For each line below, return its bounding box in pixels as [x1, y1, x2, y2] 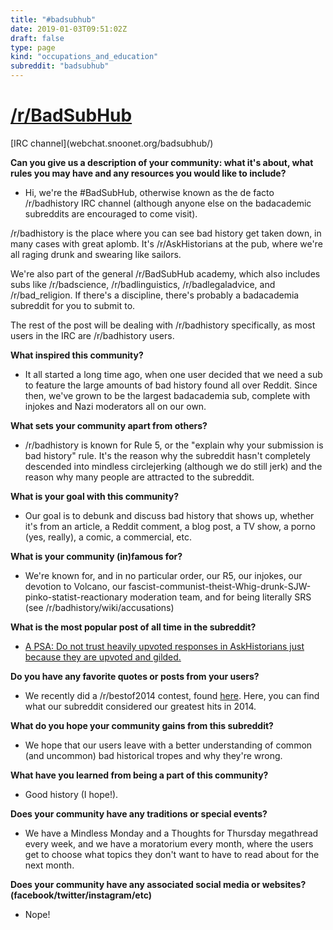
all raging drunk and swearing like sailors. [10, 248, 182, 260]
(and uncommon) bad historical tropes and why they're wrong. [24, 749, 283, 761]
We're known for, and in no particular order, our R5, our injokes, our [24, 569, 303, 581]
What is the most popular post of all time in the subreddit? [10, 621, 257, 633]
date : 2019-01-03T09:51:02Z [10, 24, 128, 34]
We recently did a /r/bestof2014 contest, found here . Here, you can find [24, 689, 320, 701]
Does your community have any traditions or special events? [10, 807, 268, 820]
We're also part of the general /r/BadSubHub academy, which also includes [10, 267, 321, 280]
